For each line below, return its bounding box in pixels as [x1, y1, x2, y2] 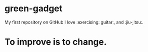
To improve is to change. [4, 36, 107, 48]
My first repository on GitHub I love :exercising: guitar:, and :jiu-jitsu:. [4, 19, 144, 25]
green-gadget [4, 3, 63, 14]
